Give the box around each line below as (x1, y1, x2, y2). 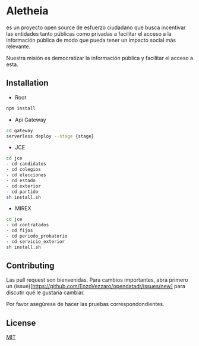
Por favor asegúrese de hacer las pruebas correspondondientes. (6, 301, 165, 308)
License (6, 317, 36, 328)
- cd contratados (6, 222, 49, 228)
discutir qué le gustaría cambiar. (6, 289, 85, 296)
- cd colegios (6, 167, 42, 173)
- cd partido (6, 189, 39, 195)
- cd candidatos (6, 161, 46, 167)
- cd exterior (6, 183, 42, 189)
